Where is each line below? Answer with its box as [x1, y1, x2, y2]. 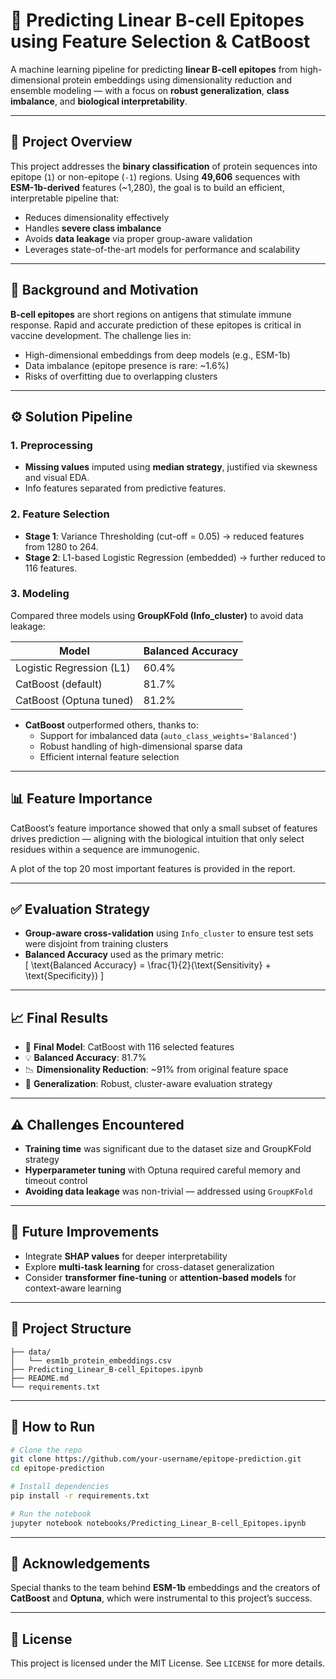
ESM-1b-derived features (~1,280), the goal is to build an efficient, [10, 181, 285, 193]
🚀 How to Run [10, 1419, 96, 1436]
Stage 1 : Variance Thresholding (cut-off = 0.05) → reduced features [24, 530, 305, 542]
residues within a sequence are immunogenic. [10, 843, 200, 855]
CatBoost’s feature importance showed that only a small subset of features [10, 822, 318, 834]
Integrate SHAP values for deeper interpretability [24, 1250, 228, 1262]
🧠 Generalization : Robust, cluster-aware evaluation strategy [24, 1078, 273, 1090]
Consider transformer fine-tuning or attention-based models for [24, 1271, 297, 1283]
